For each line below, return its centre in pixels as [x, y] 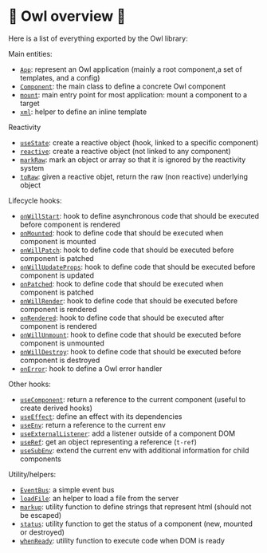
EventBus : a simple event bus [67, 489]
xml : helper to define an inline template [83, 112]
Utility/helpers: [32, 474]
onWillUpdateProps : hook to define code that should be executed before [137, 267]
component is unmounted [62, 343]
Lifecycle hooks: [35, 200]
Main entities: [31, 53]
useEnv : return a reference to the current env [92, 425]
